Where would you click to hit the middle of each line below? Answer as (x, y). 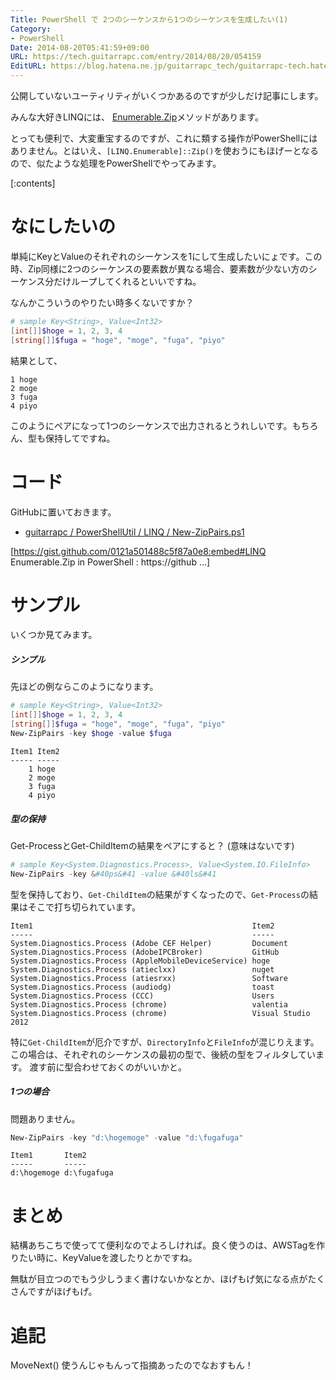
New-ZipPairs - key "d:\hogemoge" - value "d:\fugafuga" (127, 1137)
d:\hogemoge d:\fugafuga (62, 1173)
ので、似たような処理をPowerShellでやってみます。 (116, 163)
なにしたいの (63, 227)
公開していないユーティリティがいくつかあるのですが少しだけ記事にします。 (167, 95)
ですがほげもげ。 (62, 1292)
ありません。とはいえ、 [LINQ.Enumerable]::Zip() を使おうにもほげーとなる (164, 150)
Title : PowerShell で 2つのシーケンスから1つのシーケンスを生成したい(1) (149, 19)
